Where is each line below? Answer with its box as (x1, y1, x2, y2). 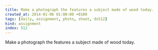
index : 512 (5, 26, 28, 31)
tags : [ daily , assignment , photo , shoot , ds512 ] (5, 16, 107, 21)
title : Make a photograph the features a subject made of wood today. (5, 7, 154, 12)
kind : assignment (5, 21, 41, 26)
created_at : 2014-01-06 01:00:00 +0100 (5, 12, 88, 17)
